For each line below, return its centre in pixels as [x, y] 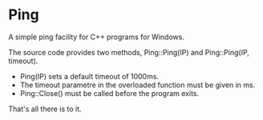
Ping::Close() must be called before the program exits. [109, 93]
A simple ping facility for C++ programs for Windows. [96, 37]
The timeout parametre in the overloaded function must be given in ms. [138, 85]
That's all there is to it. [45, 109]
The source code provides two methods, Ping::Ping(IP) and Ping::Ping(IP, [129, 52]
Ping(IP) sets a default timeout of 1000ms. [89, 76]
